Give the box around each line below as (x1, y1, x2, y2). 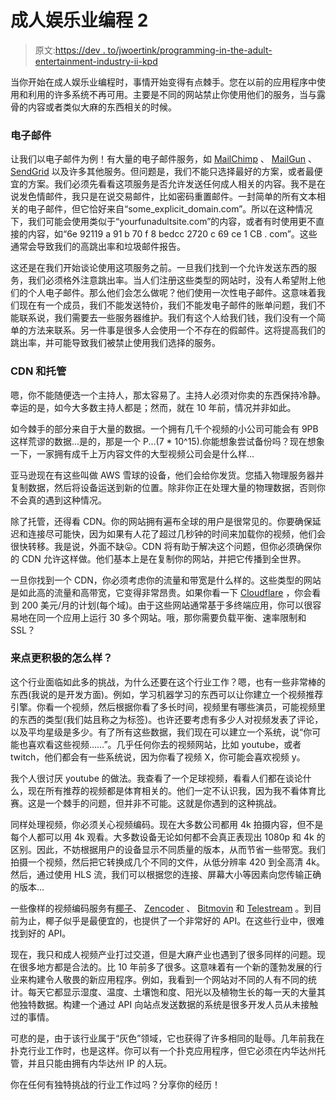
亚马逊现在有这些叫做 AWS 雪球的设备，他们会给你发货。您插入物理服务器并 (10, 469, 325, 481)
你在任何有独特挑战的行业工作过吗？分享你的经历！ (10, 1078, 221, 1090)
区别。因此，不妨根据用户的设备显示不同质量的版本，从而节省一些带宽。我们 (10, 843, 326, 855)
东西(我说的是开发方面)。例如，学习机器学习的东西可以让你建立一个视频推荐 (10, 688, 324, 700)
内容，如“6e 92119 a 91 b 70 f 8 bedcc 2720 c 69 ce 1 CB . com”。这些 (27, 228, 318, 240)
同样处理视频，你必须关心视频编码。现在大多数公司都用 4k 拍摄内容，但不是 (10, 818, 324, 830)
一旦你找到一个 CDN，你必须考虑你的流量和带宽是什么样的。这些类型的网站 (10, 574, 322, 586)
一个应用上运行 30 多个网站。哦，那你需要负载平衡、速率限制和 (44, 611, 307, 623)
